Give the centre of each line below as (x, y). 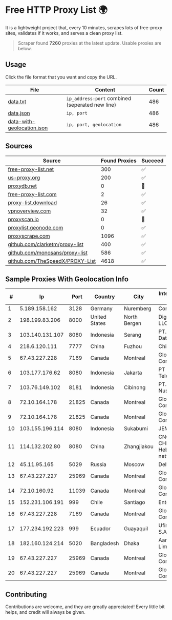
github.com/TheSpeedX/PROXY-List (52, 261)
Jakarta (133, 373)
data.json (19, 113)
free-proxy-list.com (33, 194)
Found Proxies (119, 161)
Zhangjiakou (138, 447)
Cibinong (135, 387)
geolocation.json (28, 128)
